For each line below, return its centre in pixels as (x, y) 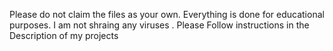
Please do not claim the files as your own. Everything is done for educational (167, 14)
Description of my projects (64, 35)
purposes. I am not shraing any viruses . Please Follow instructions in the (159, 25)
